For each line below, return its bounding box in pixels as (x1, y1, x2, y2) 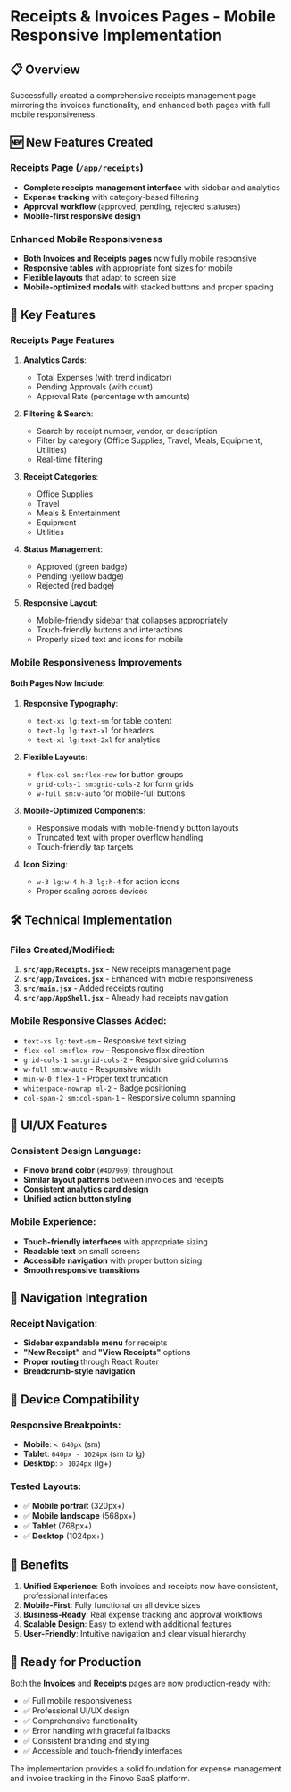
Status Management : (22, 543, 104, 555)
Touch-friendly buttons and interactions (36, 624, 184, 635)
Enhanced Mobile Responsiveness (10, 232, 163, 245)
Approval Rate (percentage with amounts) (36, 390, 191, 401)
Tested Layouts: (10, 1480, 82, 1493)
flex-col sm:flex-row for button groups (36, 768, 184, 779)
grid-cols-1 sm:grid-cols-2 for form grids (36, 778, 195, 789)
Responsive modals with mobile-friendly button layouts (36, 822, 239, 833)
